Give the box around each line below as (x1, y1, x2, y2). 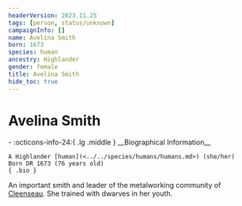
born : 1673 (8, 41, 44, 49)
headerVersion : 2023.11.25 (8, 11, 97, 20)
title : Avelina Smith (8, 70, 80, 78)
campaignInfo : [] (8, 26, 66, 34)
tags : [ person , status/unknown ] (8, 19, 115, 27)
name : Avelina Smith (8, 33, 77, 42)
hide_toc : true (8, 77, 59, 85)
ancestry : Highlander (8, 56, 80, 64)
